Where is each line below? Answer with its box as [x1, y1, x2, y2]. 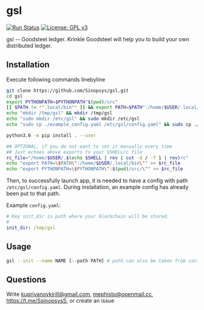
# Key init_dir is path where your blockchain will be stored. [6, 213, 170, 219]
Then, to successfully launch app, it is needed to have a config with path [6, 177, 188, 184]
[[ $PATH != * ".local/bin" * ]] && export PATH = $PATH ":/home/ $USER [6, 105, 178, 111]
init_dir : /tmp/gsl [6, 224, 56, 231]
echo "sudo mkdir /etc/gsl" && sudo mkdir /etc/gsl [6, 116, 140, 122]
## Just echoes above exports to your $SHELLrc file [6, 149, 143, 155]
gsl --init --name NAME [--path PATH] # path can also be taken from [6, 258, 186, 264]
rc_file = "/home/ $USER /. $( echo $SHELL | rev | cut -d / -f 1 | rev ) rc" [6, 154, 189, 161]
